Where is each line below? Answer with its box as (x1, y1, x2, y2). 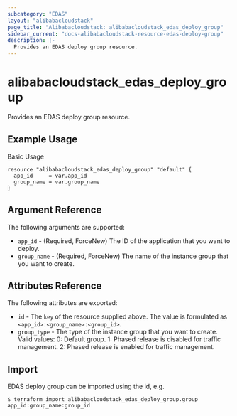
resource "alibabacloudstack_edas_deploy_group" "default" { (7, 166, 192, 173)
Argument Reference (7, 204, 102, 216)
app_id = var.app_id (13, 172, 87, 179)
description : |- (7, 37, 55, 44)
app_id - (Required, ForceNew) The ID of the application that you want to (17, 236, 231, 245)
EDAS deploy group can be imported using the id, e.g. (7, 382, 165, 391)
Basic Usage (7, 152, 45, 161)
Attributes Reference (7, 279, 102, 292)
